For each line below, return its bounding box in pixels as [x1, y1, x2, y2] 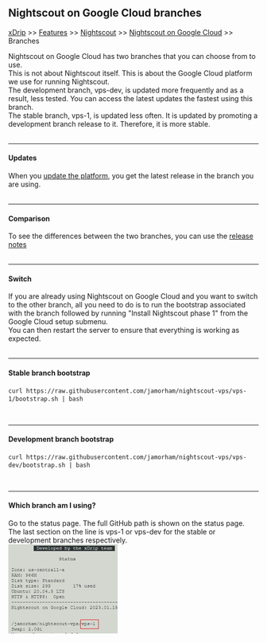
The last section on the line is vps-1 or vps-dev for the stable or [8, 527, 216, 537]
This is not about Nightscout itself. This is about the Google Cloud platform [8, 68, 253, 78]
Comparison [8, 213, 50, 223]
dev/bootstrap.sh [8, 461, 66, 469]
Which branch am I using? [8, 501, 96, 511]
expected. [8, 334, 41, 343]
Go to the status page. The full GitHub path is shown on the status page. [8, 519, 245, 528]
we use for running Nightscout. [8, 76, 110, 86]
